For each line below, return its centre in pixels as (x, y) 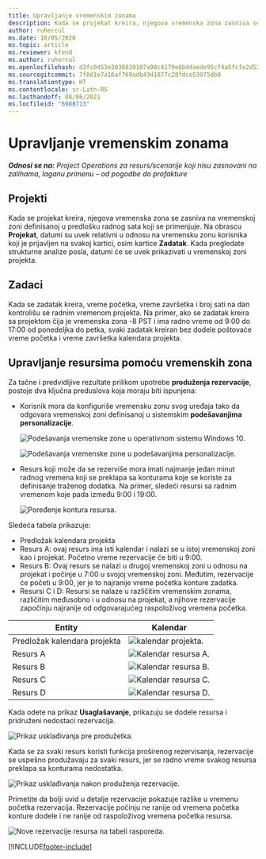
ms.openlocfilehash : (42, 67)
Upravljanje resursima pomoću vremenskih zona (130, 363)
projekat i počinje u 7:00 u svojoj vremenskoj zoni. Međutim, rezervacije (137, 574)
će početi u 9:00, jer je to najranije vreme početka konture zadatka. (129, 582)
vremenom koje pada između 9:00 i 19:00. (88, 494)
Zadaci (26, 285)
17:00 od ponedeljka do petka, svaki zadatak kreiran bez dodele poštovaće (130, 329)
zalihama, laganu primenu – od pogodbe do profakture (98, 174)
